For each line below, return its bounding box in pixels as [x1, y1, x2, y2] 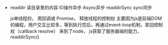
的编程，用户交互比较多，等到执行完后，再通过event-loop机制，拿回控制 [10, 22, 163, 28]
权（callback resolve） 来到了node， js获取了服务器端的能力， [10, 28, 142, 34]
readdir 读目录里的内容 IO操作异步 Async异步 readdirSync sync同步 [10, 5, 152, 10]
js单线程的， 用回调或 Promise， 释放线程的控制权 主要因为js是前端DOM [10, 15, 162, 21]
